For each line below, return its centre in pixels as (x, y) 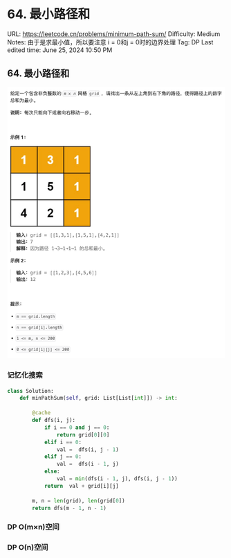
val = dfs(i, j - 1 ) (87, 449)
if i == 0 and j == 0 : (77, 428)
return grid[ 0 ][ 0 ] (83, 434)
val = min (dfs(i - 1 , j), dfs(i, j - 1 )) (117, 479)
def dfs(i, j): (54, 421)
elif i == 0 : (63, 442)
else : (52, 472)
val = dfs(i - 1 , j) (87, 464)
